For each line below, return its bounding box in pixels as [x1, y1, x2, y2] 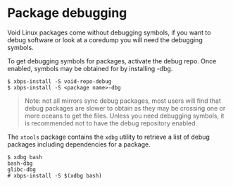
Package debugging [7, 5, 127, 21]
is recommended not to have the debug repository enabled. [24, 118, 198, 128]
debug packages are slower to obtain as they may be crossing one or [24, 104, 226, 112]
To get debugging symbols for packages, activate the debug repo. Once [7, 56, 217, 65]
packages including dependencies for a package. [7, 139, 151, 149]
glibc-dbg [7, 166, 37, 173]
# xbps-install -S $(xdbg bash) [7, 172, 102, 179]
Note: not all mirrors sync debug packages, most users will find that [24, 97, 222, 105]
